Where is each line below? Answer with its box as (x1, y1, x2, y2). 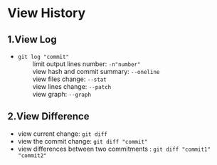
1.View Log (7, 33, 57, 46)
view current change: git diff (17, 129, 108, 138)
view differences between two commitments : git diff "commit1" (17, 144, 211, 153)
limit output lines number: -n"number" (32, 60, 141, 68)
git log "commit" (17, 53, 70, 60)
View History (7, 5, 86, 21)
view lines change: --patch (32, 82, 112, 90)
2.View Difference (7, 110, 90, 122)
